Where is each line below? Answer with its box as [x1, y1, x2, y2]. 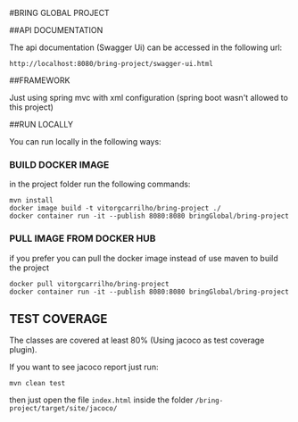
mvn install [9, 196, 54, 205]
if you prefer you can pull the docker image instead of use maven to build [9, 252, 278, 263]
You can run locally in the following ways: [9, 137, 162, 146]
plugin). [9, 344, 37, 355]
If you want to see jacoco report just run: [9, 361, 159, 373]
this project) [9, 102, 54, 112]
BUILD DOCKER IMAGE [9, 158, 110, 170]
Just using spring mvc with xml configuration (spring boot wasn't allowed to [9, 93, 288, 103]
